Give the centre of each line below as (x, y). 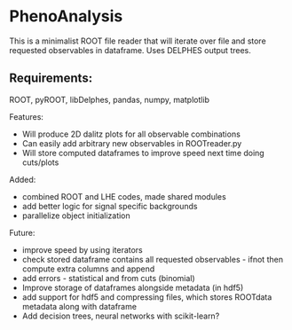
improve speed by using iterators (83, 249)
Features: (27, 116)
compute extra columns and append (88, 269)
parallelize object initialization (76, 216)
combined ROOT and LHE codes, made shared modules (124, 196)
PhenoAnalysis (66, 16)
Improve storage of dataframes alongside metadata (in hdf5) (133, 287)
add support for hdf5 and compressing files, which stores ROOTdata (147, 297)
